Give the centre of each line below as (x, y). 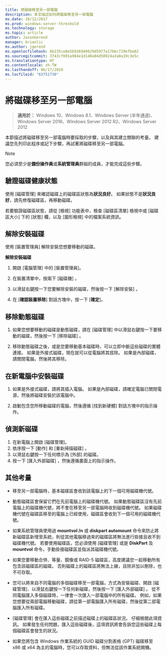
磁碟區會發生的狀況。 (39, 630)
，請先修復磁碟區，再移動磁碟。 (42, 200)
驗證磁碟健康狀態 (31, 181)
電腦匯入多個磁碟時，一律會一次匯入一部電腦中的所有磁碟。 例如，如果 (89, 595)
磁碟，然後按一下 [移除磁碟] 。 (52, 336)
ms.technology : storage (30, 28)
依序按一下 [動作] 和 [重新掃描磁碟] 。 (51, 448)
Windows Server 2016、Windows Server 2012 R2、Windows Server (87, 121)
